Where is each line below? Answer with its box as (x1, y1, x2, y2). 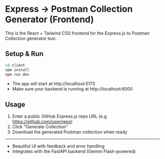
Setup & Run (5, 50, 44, 58)
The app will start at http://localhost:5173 (12, 81, 95, 87)
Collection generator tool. (5, 35, 57, 41)
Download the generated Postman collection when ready (12, 129, 128, 135)
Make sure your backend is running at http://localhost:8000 (12, 86, 133, 92)
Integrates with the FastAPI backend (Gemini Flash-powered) (12, 149, 136, 155)
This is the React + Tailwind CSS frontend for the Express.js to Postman (5, 30, 150, 36)
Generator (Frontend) (5, 14, 94, 25)
